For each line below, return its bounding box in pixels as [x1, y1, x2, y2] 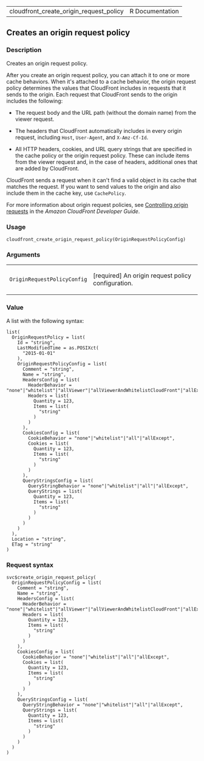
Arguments [6, 250, 41, 259]
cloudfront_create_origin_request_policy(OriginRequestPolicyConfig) [6, 236, 186, 242]
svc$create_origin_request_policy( [6, 574, 97, 580]
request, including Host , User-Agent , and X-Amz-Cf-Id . [15, 134, 149, 141]
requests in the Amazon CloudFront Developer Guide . [6, 208, 140, 215]
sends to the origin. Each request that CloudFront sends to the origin [6, 90, 178, 98]
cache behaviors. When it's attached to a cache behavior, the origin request [6, 78, 196, 85]
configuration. [93, 279, 134, 288]
